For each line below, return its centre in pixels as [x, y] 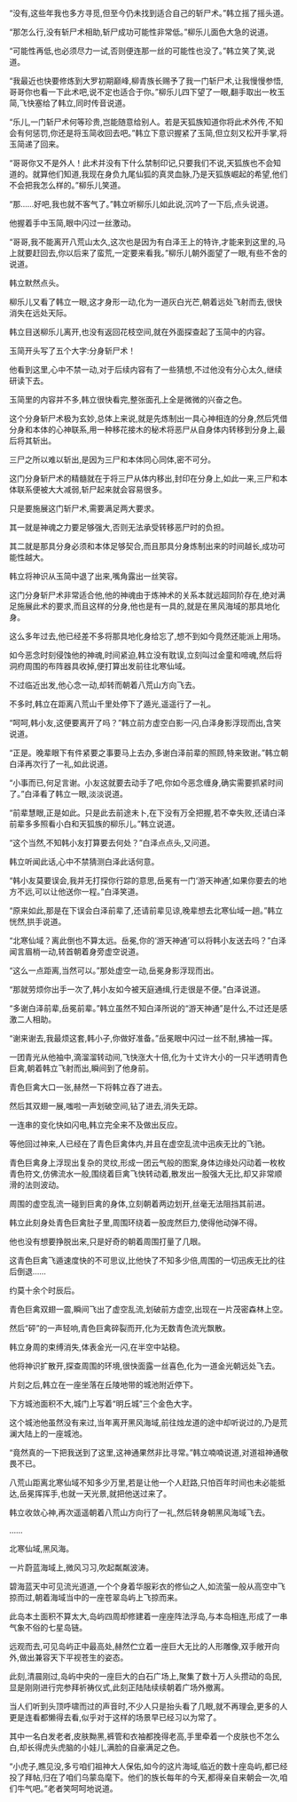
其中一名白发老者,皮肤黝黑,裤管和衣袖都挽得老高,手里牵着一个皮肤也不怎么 [145, 1736]
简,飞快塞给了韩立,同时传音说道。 [70, 103]
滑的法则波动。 [36, 1185]
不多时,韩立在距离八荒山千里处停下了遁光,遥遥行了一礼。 [113, 704]
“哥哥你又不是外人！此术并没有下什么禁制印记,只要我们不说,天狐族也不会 [141, 163]
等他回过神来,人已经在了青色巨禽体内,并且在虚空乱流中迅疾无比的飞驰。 [140, 1144]
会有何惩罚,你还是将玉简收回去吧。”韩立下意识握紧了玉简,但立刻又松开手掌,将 [148, 133]
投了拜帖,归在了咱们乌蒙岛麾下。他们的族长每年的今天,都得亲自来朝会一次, [145, 1777]
